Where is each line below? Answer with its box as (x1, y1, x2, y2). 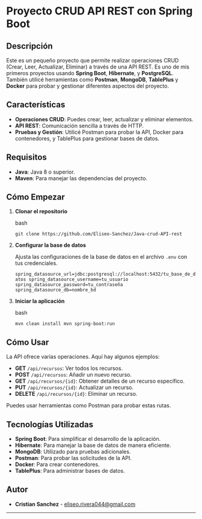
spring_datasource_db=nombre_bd (14, 287, 96, 293)
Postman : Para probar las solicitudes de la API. (14, 455, 132, 462)
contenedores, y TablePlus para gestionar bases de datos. (14, 135, 160, 142)
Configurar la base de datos (14, 241, 86, 249)
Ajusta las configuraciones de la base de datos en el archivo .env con (14, 253, 188, 261)
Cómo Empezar (6, 192, 65, 202)
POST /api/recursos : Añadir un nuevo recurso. (14, 371, 132, 378)
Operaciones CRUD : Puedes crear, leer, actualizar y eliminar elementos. (14, 115, 194, 123)
